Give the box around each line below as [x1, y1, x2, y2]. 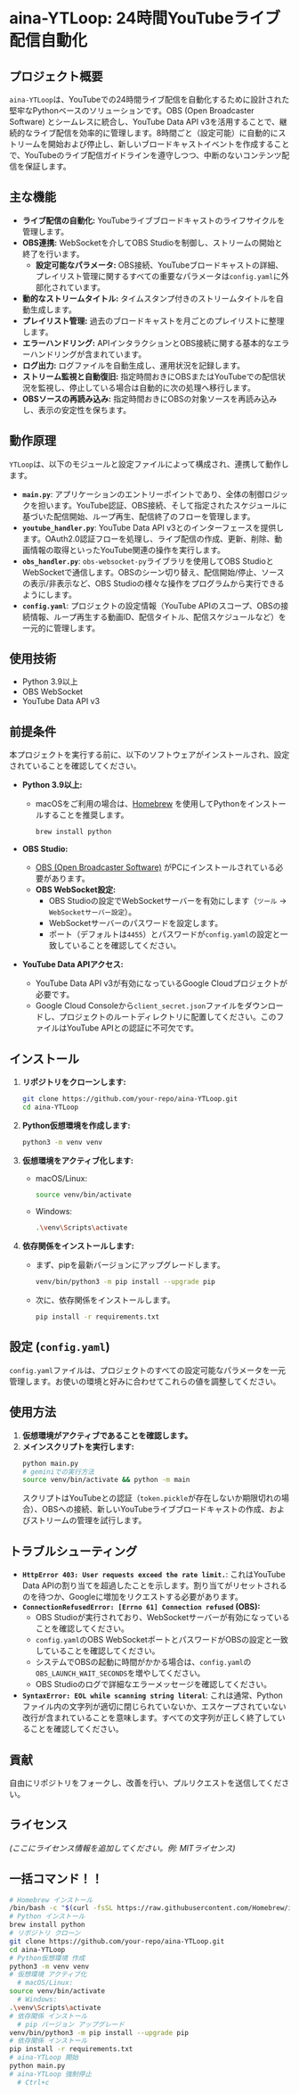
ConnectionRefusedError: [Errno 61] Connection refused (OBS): [21, 1602, 261, 1612]
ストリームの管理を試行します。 [29, 1515, 147, 1526]
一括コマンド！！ [9, 1871, 103, 1887]
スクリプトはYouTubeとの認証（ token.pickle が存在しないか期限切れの [21, 1493, 282, 1503]
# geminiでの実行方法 [21, 1467, 95, 1477]
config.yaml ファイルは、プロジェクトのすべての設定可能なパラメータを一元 [9, 1364, 287, 1375]
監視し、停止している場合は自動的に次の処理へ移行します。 [37, 382, 255, 393]
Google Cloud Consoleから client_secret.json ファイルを [35, 1000, 245, 1011]
